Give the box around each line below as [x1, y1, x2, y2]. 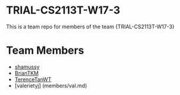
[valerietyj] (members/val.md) [14, 82, 87, 89]
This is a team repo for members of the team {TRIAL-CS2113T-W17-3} [6, 23, 175, 30]
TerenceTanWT [14, 76, 52, 83]
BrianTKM [14, 69, 39, 77]
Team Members [6, 44, 84, 57]
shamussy [14, 63, 40, 70]
